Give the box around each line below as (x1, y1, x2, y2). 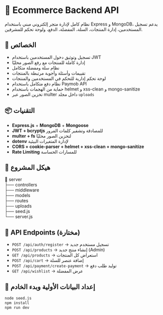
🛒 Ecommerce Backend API (4, 4, 119, 16)
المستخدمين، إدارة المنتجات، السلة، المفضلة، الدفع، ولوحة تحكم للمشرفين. (4, 26, 143, 32)
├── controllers (4, 182, 37, 188)
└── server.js (4, 213, 33, 219)
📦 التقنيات (4, 106, 35, 115)
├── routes (4, 197, 28, 204)
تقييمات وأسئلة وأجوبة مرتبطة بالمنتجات (11, 70, 86, 76)
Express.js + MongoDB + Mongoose (11, 122, 89, 128)
